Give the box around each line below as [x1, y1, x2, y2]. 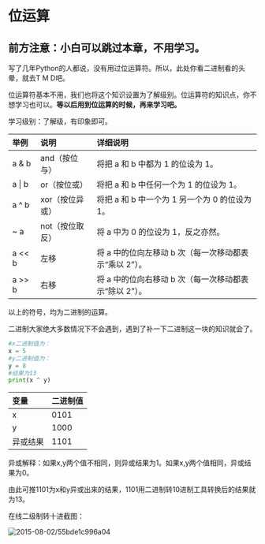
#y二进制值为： [8, 354, 51, 363]
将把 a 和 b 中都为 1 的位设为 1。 [96, 158, 218, 170]
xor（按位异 [40, 194, 84, 205]
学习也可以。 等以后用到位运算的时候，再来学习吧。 [14, 100, 181, 109]
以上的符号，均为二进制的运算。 [8, 307, 112, 316]
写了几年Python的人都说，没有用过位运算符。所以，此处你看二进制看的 [8, 64, 239, 73]
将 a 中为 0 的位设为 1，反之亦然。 [96, 226, 225, 237]
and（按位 [40, 153, 79, 163]
